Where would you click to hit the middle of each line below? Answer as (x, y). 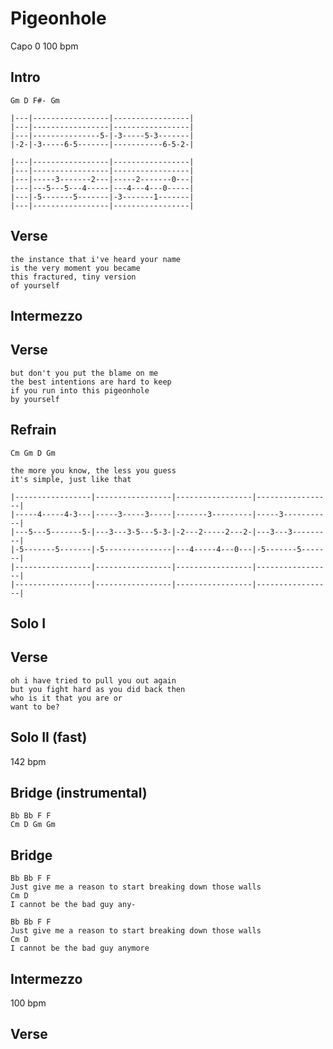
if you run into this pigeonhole (80, 390)
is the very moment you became (75, 268)
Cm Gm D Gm (33, 453)
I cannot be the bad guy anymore (80, 948)
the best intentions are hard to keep (91, 382)
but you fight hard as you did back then (98, 689)
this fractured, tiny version (73, 277)
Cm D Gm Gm (33, 825)
